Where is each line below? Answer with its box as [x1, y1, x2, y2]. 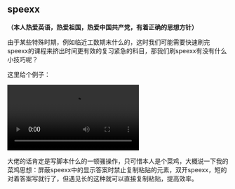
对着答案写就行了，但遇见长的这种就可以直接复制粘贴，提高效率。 [7, 174, 198, 183]
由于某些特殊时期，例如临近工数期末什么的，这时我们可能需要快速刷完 [7, 38, 210, 46]
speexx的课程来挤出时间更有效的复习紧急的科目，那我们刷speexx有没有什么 [7, 46, 227, 55]
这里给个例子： [7, 70, 51, 78]
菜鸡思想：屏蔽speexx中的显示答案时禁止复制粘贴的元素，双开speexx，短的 [7, 165, 227, 174]
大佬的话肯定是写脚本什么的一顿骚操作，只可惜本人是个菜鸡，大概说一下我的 [7, 157, 229, 165]
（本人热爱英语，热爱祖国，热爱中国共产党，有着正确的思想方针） [7, 22, 198, 31]
